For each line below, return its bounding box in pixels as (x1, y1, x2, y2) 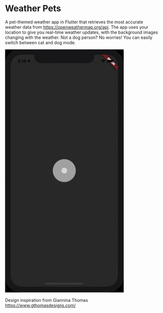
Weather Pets (5, 3, 61, 14)
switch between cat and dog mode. (5, 39, 76, 45)
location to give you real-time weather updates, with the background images (5, 29, 158, 35)
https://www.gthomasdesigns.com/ (5, 302, 76, 308)
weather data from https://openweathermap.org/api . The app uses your (5, 24, 148, 30)
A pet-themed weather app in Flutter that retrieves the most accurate (5, 19, 144, 25)
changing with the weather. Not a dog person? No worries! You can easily (5, 35, 153, 40)
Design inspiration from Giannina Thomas (5, 297, 89, 303)
